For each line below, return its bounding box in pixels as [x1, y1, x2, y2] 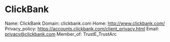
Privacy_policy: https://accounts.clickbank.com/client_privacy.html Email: [5, 25, 159, 31]
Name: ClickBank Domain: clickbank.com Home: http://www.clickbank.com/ [5, 20, 165, 26]
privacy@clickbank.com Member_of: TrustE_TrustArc [5, 31, 117, 37]
